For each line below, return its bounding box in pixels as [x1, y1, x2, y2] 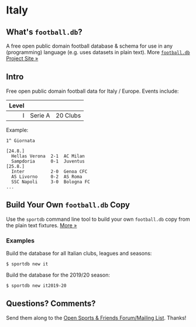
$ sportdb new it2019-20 [6, 282, 67, 288]
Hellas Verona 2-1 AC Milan [11, 153, 85, 159]
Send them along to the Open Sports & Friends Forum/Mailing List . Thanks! [6, 314, 187, 321]
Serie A [30, 111, 50, 119]
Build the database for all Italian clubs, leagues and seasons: [6, 250, 152, 257]
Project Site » [6, 55, 39, 62]
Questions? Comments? [6, 299, 96, 309]
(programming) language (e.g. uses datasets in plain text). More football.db [6, 49, 190, 56]
